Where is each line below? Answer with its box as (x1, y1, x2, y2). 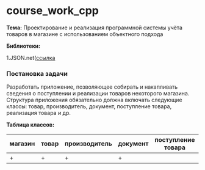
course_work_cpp (6, 4, 99, 18)
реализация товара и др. (6, 109, 71, 117)
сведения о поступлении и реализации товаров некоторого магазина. (6, 90, 190, 97)
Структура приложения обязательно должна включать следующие (6, 96, 182, 104)
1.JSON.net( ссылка (6, 54, 56, 61)
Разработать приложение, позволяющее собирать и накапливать (6, 83, 178, 91)
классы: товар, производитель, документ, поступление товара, (6, 103, 172, 110)
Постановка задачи (6, 69, 68, 78)
